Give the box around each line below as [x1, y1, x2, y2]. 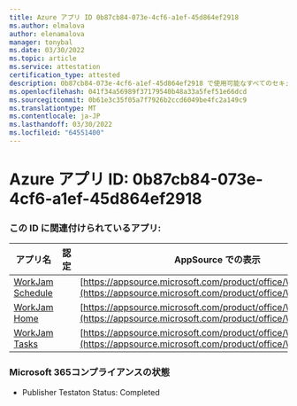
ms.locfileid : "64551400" [9, 129, 104, 137]
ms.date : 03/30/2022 [9, 46, 86, 55]
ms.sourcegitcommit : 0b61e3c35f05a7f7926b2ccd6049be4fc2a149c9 [9, 95, 247, 105]
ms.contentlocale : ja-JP [9, 112, 101, 121]
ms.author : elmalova [9, 21, 86, 30]
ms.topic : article [9, 54, 77, 63]
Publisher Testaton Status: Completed [21, 386, 161, 397]
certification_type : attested [9, 71, 121, 80]
